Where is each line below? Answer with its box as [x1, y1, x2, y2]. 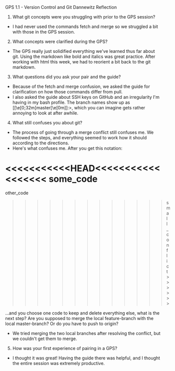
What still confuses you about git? [12, 120, 82, 125]
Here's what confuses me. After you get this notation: [12, 145, 123, 151]
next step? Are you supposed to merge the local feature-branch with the [5, 315, 154, 321]
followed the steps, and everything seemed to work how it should [12, 135, 147, 140]
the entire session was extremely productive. [12, 360, 105, 366]
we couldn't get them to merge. [12, 336, 77, 342]
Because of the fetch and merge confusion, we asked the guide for [12, 83, 151, 89]
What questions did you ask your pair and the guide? [12, 74, 121, 79]
